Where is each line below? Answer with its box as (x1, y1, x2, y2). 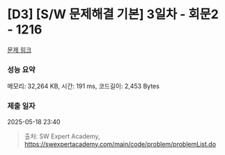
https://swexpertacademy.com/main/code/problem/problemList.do (24, 140, 217, 148)
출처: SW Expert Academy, (24, 132, 100, 140)
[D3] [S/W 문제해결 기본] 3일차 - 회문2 (7, 6, 219, 22)
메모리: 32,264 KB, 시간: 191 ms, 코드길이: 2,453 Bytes (7, 82, 160, 91)
